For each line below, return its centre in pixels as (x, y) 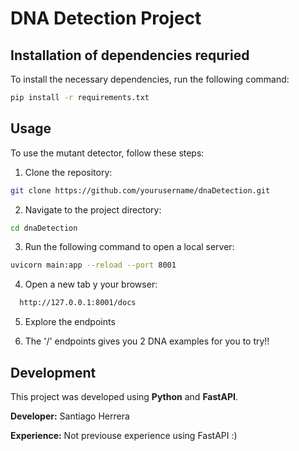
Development (53, 372)
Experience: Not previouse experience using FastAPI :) (124, 435)
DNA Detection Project (106, 18)
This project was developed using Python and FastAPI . (124, 396)
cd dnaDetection (44, 228)
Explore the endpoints (70, 322)
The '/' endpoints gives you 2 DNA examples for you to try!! (147, 341)
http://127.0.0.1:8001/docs (78, 303)
